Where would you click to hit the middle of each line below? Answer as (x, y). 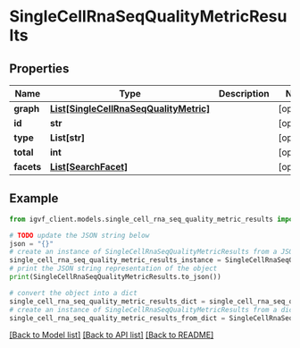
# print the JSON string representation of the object (113, 269)
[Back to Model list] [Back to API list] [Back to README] (112, 335)
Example (34, 199)
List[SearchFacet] (89, 167)
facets (28, 167)
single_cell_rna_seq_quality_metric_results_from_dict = (117, 318)
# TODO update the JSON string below (79, 235)
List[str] (68, 138)
